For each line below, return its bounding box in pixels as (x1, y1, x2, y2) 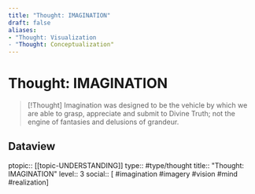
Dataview (8, 140, 56, 153)
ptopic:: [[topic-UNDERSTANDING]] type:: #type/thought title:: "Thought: (8, 160, 245, 170)
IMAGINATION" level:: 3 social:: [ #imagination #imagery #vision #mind (8, 169, 238, 178)
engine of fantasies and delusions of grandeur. (27, 117, 179, 126)
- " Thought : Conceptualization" (8, 41, 114, 49)
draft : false (8, 19, 51, 27)
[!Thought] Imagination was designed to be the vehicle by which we (27, 101, 248, 110)
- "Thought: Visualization (8, 33, 97, 42)
